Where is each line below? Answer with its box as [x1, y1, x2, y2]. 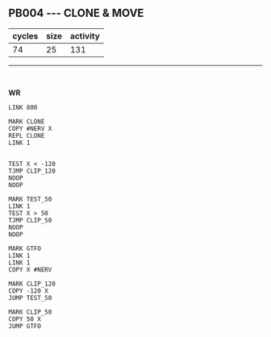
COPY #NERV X [8, 124, 52, 132]
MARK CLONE [8, 117, 45, 126]
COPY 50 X [8, 314, 42, 323]
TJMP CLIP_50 [8, 216, 52, 224]
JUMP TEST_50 [8, 293, 52, 302]
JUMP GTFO [8, 322, 42, 330]
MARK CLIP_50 [8, 308, 52, 316]
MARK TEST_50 [8, 195, 52, 203]
